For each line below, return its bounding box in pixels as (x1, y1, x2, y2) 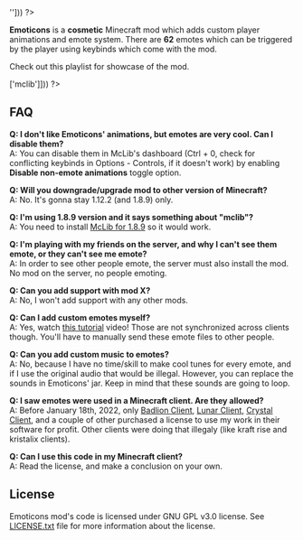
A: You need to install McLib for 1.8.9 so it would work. (9, 221, 212, 232)
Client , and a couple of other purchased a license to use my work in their (9, 414, 280, 425)
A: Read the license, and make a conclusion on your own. (9, 461, 223, 471)
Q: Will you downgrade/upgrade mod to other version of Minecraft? (9, 184, 269, 195)
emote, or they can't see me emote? (9, 248, 147, 259)
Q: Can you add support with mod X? (9, 284, 151, 295)
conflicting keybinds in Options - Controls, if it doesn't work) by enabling (9, 157, 280, 168)
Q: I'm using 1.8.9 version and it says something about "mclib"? (9, 211, 254, 222)
